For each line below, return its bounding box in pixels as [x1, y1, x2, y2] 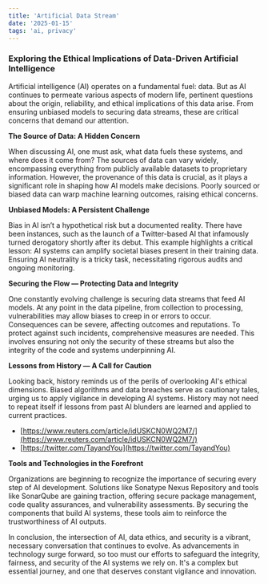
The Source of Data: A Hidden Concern [8, 131, 141, 140]
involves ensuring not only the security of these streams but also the [8, 336, 234, 346]
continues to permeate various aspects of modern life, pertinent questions [8, 90, 254, 99]
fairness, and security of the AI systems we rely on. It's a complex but [8, 558, 238, 567]
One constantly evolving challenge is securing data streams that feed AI [8, 294, 246, 303]
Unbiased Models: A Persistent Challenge [8, 205, 150, 214]
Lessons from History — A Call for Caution [8, 360, 152, 370]
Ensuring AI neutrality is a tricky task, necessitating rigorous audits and [8, 254, 242, 264]
